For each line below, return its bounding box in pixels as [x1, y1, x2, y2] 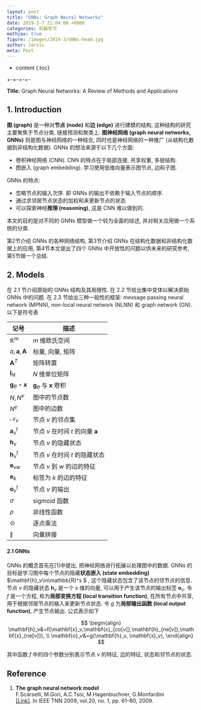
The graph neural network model [15, 684, 99, 691]
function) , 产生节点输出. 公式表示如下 [7, 608, 99, 615]
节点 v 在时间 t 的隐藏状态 [32, 450, 105, 459]
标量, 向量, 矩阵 [32, 348, 75, 356]
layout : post [7, 8, 39, 15]
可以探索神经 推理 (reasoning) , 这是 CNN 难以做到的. [15, 204, 145, 211]
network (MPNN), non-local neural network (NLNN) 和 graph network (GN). [7, 301, 193, 309]
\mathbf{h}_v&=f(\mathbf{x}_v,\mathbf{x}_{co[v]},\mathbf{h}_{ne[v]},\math [8, 626, 194, 633]
